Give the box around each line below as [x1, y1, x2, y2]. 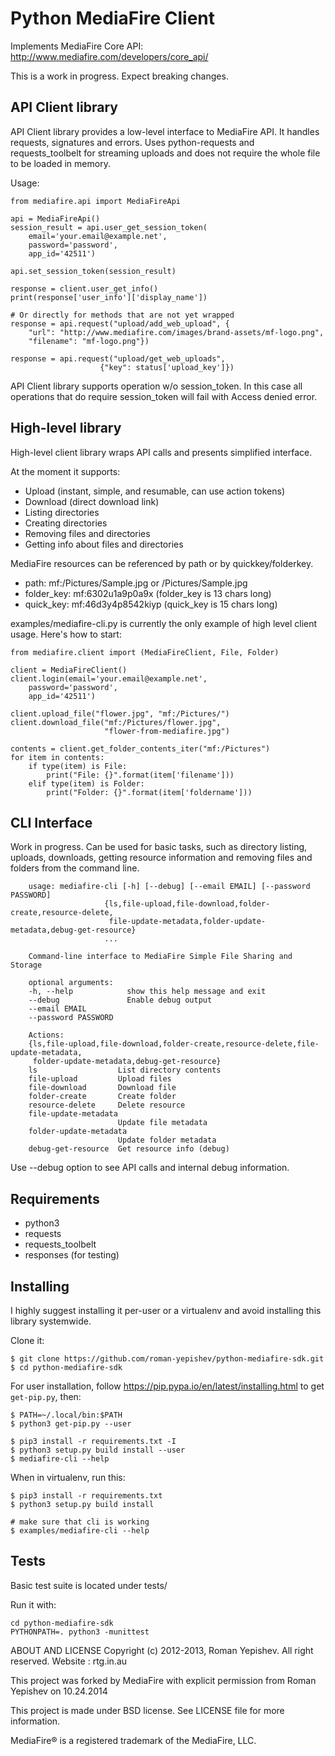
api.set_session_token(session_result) [10, 266, 177, 276]
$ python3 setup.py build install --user [10, 1445, 186, 1455]
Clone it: [10, 1335, 45, 1346]
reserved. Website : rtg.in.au [10, 1655, 128, 1667]
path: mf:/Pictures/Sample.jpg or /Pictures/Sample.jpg [24, 577, 248, 589]
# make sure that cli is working [10, 1517, 150, 1527]
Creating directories [24, 517, 108, 529]
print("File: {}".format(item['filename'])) [46, 770, 235, 780]
